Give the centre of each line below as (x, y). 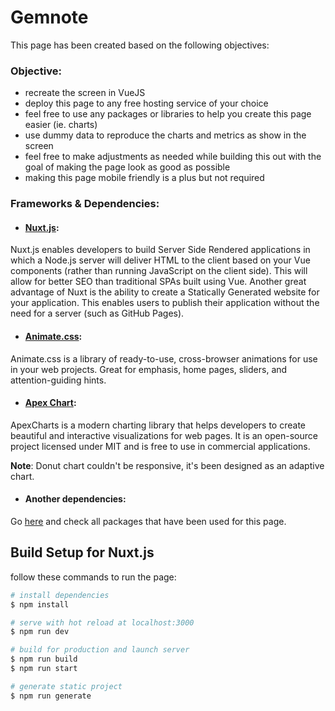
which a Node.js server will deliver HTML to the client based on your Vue (160, 260)
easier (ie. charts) (61, 125)
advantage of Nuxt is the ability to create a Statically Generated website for (165, 292)
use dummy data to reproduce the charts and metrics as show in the (165, 135)
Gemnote (49, 17)
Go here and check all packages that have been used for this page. (148, 521)
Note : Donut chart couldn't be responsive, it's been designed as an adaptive (167, 465)
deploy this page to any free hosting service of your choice (146, 103)
